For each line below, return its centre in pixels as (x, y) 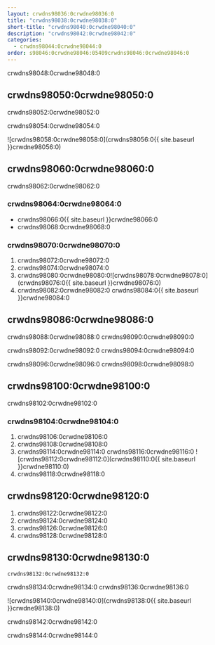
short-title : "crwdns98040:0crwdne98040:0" (72, 27)
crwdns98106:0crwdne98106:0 (63, 437)
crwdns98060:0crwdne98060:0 (81, 169)
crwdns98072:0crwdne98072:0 (63, 260)
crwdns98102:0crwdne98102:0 (52, 403)
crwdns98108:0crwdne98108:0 (63, 445)
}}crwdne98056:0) (34, 147)
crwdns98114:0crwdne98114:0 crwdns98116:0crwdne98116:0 (106, 452)
